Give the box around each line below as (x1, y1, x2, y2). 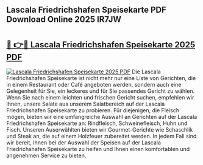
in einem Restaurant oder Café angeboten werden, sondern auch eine (6, 81, 182, 88)
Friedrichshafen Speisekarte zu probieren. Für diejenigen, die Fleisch (6, 107, 180, 114)
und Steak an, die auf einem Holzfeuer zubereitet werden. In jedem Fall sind (6, 133, 197, 140)
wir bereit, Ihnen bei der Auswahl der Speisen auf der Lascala (6, 139, 162, 146)
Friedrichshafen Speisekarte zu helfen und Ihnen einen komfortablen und (6, 146, 190, 152)
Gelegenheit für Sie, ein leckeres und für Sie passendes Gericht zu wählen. (6, 87, 195, 95)
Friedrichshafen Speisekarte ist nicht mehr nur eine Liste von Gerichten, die (6, 75, 196, 81)
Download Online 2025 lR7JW (6, 15, 122, 25)
